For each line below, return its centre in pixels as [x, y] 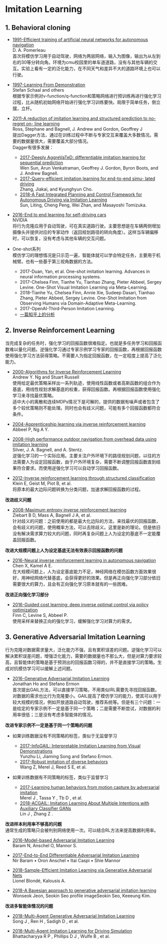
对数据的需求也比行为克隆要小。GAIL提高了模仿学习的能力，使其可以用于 [87, 696]
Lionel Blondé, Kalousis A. [39, 881]
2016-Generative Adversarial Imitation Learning [61, 678]
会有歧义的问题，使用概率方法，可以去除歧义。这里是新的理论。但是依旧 [86, 527]
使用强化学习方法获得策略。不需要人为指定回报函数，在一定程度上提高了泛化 [83, 356]
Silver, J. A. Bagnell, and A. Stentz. [48, 449]
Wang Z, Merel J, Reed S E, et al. [53, 767]
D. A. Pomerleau [29, 50]
